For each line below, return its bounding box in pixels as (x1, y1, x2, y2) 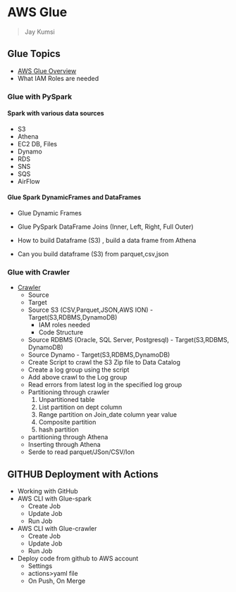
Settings (27, 562, 53, 570)
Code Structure (38, 328, 83, 336)
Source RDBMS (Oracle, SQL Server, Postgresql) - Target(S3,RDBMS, (27, 336, 230, 344)
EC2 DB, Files (17, 139, 58, 148)
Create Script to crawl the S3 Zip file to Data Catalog (27, 358, 181, 367)
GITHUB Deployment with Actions (7, 468, 159, 480)
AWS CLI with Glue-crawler (17, 524, 97, 533)
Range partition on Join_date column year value (38, 410, 178, 419)
